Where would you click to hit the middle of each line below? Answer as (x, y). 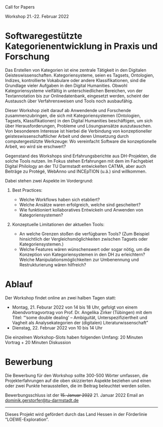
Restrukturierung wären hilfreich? (53, 264)
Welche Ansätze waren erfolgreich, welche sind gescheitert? (80, 205)
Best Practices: (27, 190)
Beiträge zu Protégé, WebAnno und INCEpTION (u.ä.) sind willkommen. (76, 171)
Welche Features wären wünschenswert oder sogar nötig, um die (85, 249)
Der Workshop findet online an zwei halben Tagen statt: (61, 297)
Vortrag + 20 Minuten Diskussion (38, 342)
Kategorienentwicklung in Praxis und (81, 46)
